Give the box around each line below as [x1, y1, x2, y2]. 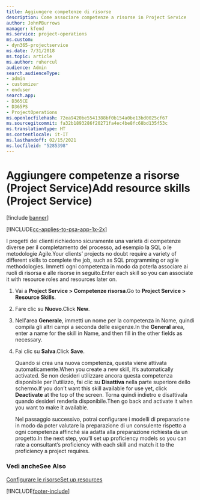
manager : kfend [6, 25, 44, 32]
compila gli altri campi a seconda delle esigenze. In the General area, [14, 323, 185, 330]
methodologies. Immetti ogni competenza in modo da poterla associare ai [6, 262, 188, 270]
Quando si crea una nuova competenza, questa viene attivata [14, 359, 167, 366]
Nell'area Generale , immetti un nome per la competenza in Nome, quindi [14, 316, 195, 324]
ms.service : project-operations [6, 31, 87, 37]
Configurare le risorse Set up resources [6, 475, 103, 483]
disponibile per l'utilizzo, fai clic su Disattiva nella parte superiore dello [14, 378, 191, 385]
